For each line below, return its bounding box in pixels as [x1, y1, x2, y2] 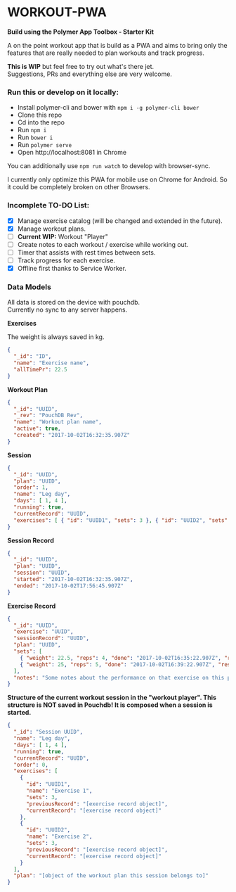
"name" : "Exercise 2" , [25, 833, 93, 841]
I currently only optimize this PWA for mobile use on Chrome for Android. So [7, 175, 228, 184]
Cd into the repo [17, 118, 65, 127]
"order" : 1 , [13, 484, 49, 491]
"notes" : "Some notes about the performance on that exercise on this [13, 674, 225, 681]
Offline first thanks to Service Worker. [17, 264, 126, 272]
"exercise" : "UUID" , [13, 628, 74, 635]
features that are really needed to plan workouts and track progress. [7, 49, 205, 57]
